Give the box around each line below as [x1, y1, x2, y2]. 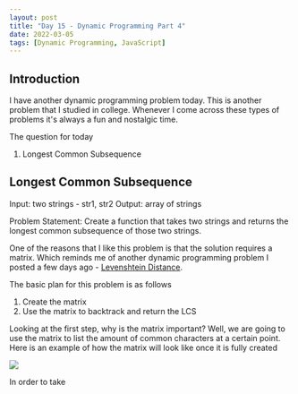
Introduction [9, 71, 81, 86]
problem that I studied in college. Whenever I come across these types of [9, 105, 280, 116]
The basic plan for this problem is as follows [9, 278, 172, 289]
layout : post [9, 13, 58, 22]
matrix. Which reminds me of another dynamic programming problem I [9, 252, 269, 262]
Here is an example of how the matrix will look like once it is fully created [9, 342, 278, 353]
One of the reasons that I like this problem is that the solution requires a [9, 243, 273, 253]
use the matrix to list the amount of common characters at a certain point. [9, 332, 281, 343]
